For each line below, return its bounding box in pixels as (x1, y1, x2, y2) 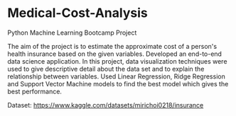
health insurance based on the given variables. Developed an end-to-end (7, 50, 222, 58)
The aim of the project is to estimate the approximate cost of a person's (7, 42, 218, 50)
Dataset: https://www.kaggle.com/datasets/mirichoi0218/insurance (7, 100, 204, 109)
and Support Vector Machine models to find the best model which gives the (7, 79, 229, 88)
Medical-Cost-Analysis (7, 5, 148, 21)
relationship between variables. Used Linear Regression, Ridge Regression (7, 72, 225, 81)
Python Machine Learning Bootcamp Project (7, 28, 137, 37)
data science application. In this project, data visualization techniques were (7, 57, 227, 65)
